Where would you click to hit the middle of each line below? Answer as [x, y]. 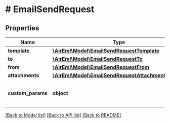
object [60, 93]
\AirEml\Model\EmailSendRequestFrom [101, 67]
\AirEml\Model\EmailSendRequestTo [97, 59]
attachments [24, 75]
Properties [22, 28]
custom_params [28, 93]
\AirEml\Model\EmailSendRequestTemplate [106, 51]
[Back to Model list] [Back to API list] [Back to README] [63, 115]
